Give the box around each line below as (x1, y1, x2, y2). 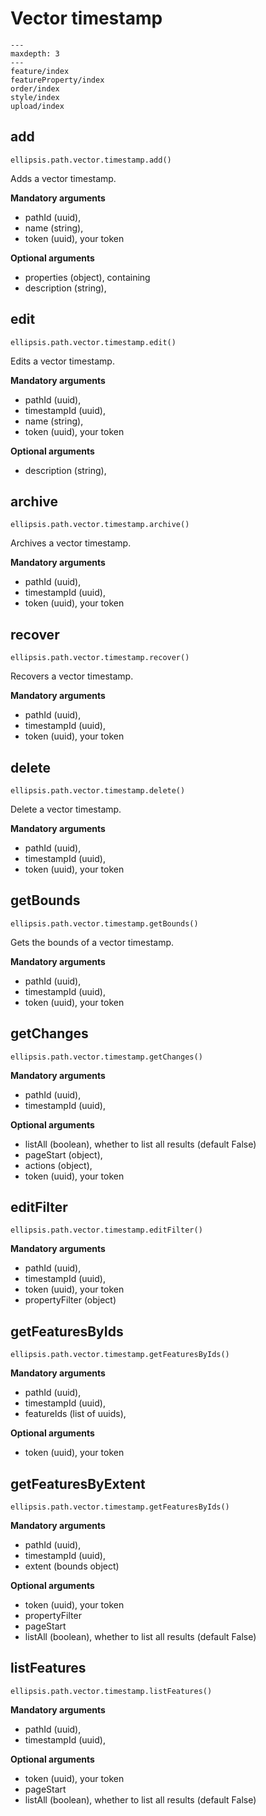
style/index (10, 92, 60, 102)
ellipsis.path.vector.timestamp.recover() (10, 653, 190, 663)
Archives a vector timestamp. (10, 537, 132, 549)
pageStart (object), (24, 1148, 103, 1161)
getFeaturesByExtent (10, 1475, 146, 1492)
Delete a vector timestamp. (10, 803, 122, 815)
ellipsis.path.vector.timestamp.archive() (10, 520, 190, 530)
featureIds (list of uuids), (24, 1408, 127, 1420)
